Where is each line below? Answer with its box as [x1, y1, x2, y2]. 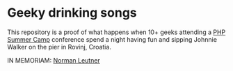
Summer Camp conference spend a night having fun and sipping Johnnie [7, 35, 218, 43]
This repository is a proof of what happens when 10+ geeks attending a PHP [7, 28, 226, 36]
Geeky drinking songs [7, 5, 137, 21]
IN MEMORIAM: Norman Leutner [7, 56, 101, 64]
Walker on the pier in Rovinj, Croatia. [7, 42, 111, 51]
